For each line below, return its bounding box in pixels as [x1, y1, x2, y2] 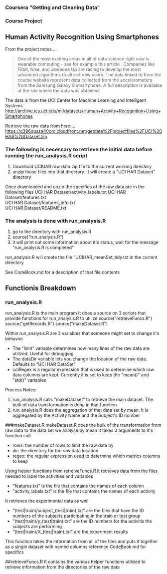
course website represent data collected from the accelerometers [17, 77, 153, 83]
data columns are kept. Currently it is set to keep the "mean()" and [12, 371, 149, 378]
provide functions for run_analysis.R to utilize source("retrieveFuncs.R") [5, 315, 153, 321]
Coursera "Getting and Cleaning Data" [5, 4, 100, 11]
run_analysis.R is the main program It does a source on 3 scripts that [5, 310, 146, 316]
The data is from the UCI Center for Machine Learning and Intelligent [5, 97, 146, 103]
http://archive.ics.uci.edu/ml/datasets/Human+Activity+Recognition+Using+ [5, 108, 161, 114]
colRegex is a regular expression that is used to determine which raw [12, 366, 155, 372]
